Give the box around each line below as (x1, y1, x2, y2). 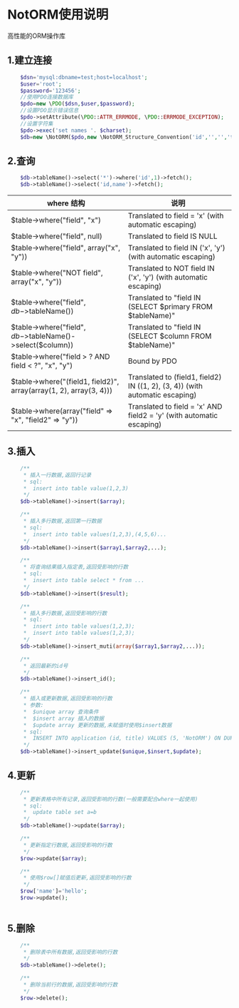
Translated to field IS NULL (127, 231, 218, 241)
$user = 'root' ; (20, 80, 62, 88)
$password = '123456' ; (20, 87, 81, 94)
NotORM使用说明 (7, 6, 109, 23)
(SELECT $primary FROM (127, 302, 213, 312)
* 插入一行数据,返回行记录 (23, 472, 92, 479)
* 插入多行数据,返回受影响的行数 (23, 609, 107, 617)
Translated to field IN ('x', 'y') (127, 243, 225, 253)
